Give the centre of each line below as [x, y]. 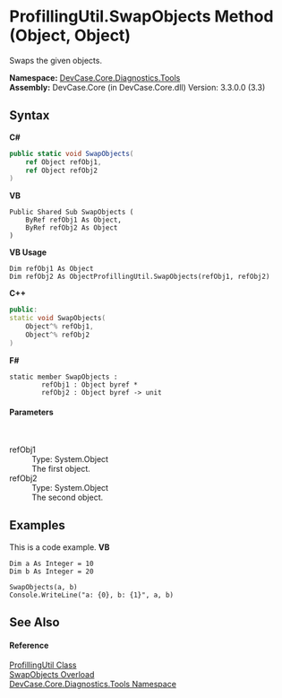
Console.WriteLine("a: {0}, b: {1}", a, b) [92, 595]
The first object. [61, 468]
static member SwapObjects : [64, 377]
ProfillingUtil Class [43, 665]
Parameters [31, 412]
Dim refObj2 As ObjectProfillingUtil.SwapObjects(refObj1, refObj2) [140, 277]
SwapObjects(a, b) [43, 587]
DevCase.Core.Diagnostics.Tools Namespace [93, 685]
